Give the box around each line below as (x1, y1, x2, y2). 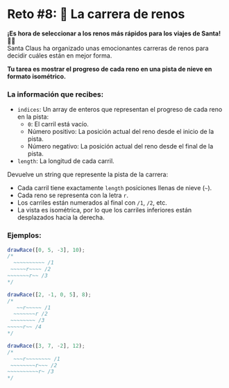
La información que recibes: (7, 90, 104, 99)
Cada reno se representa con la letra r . (17, 191, 129, 200)
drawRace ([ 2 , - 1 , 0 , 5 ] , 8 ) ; (7, 291, 92, 298)
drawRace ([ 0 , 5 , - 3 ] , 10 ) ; (7, 246, 85, 253)
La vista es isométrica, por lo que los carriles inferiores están (17, 206, 192, 214)
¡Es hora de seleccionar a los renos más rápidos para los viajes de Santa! (7, 29, 221, 37)
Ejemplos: (7, 230, 42, 240)
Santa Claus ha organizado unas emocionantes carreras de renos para (7, 44, 210, 52)
